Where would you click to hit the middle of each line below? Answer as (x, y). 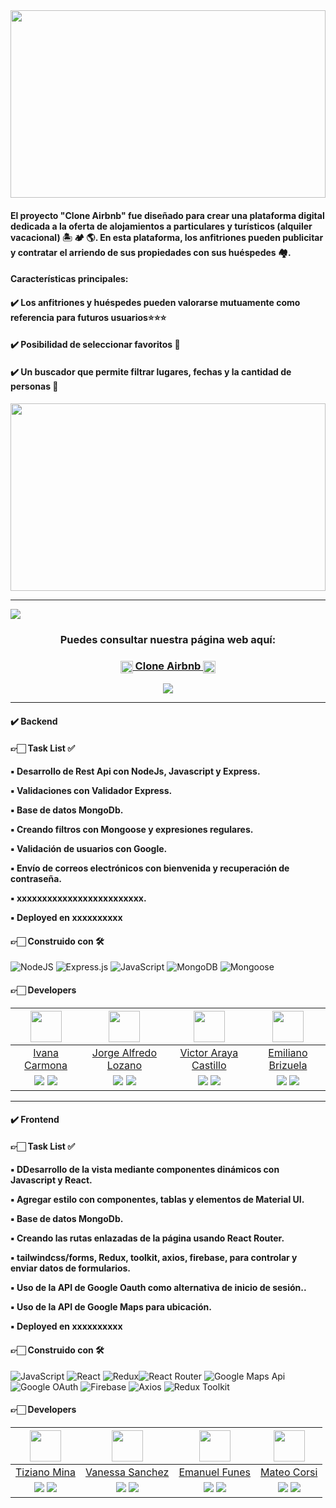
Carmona (46, 1065)
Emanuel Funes (215, 1472)
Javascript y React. (51, 1180)
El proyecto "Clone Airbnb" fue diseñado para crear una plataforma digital (167, 215)
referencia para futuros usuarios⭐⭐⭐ (88, 317)
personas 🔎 (34, 386)
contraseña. (36, 879)
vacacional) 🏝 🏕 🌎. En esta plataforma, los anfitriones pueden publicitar (167, 237)
